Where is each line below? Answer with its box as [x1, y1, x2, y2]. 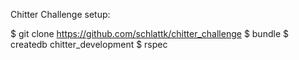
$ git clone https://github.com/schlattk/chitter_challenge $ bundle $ [10, 28, 289, 39]
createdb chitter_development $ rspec [10, 39, 168, 50]
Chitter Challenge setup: [10, 9, 111, 20]
